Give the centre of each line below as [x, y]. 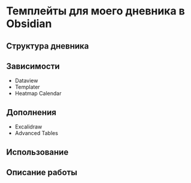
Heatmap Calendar [38, 94]
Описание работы [42, 172]
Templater [27, 87]
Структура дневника [48, 46]
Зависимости [33, 66]
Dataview [26, 81]
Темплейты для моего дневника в [96, 11]
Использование [37, 152]
